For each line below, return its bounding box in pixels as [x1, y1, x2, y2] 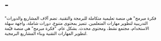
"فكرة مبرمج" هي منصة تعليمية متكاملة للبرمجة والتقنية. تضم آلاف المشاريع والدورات [4, 15, 157, 21]
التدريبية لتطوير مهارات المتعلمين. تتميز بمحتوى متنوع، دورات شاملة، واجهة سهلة [4, 20, 148, 26]
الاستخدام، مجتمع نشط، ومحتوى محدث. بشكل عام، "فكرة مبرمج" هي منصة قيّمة [4, 25, 149, 31]
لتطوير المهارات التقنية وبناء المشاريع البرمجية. [4, 31, 88, 36]
